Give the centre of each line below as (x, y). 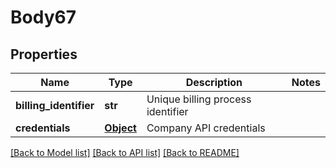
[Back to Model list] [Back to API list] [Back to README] (125, 152)
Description (214, 82)
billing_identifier (55, 105)
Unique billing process (199, 99)
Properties (44, 54)
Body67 (43, 17)
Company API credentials (206, 128)
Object (120, 128)
